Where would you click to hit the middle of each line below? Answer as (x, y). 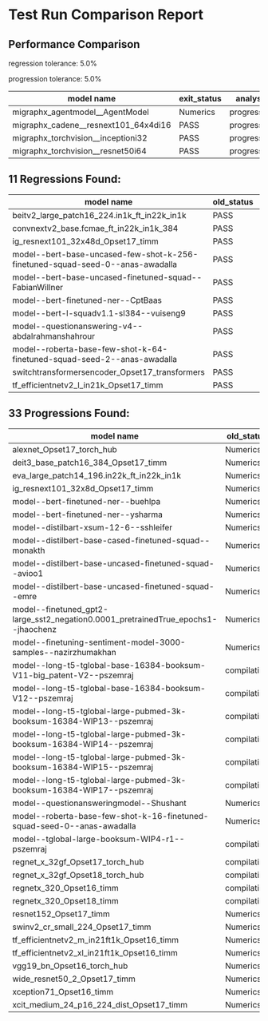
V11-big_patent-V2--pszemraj (73, 675)
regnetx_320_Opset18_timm (65, 900)
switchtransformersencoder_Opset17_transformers (109, 371)
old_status (233, 201)
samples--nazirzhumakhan (65, 652)
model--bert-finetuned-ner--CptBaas (87, 300)
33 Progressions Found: (69, 413)
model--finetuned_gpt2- (61, 609)
